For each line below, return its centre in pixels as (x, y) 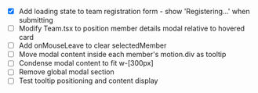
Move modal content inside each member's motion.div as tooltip (122, 55)
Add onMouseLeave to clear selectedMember (93, 45)
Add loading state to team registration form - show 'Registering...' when (134, 11)
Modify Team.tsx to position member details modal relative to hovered (131, 29)
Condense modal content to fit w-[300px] (86, 63)
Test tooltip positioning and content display (88, 80)
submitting (36, 20)
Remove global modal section (66, 72)
